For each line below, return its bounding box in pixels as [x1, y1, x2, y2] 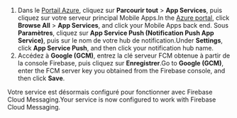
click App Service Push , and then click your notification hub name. [17, 44, 214, 52]
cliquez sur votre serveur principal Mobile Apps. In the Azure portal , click [17, 14, 230, 22]
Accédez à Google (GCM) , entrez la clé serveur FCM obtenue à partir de [17, 51, 231, 60]
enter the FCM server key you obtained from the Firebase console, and [17, 67, 226, 75]
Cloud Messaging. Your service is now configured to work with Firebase [7, 95, 216, 104]
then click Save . [17, 74, 65, 82]
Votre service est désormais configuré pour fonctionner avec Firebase [7, 88, 213, 96]
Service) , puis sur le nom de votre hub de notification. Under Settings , [17, 36, 224, 45]
